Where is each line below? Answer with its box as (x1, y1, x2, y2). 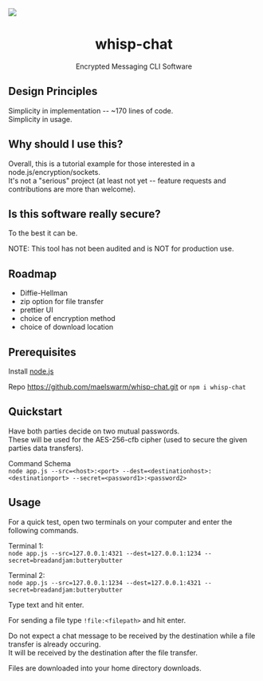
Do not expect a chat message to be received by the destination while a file (8, 631, 256, 640)
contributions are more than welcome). (8, 184, 136, 194)
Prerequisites (8, 345, 77, 358)
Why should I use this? (8, 137, 124, 151)
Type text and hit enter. (8, 600, 84, 609)
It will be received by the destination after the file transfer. (8, 647, 198, 657)
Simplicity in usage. (8, 114, 73, 124)
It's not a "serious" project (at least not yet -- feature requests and (8, 176, 226, 185)
